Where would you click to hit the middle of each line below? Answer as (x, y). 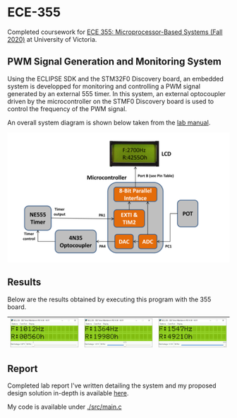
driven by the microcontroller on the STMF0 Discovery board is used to (110, 101)
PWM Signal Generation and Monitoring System (115, 62)
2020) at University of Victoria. (52, 39)
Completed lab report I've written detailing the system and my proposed (112, 385)
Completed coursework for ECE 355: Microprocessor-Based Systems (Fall (115, 32)
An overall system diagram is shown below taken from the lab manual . (109, 122)
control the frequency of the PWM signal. (67, 109)
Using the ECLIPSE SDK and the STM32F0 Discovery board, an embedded (116, 79)
